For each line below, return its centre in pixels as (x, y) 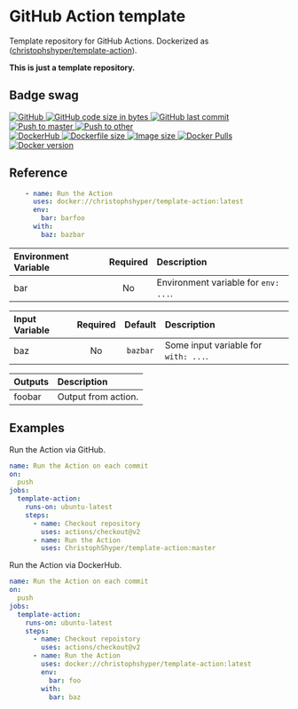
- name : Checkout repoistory (86, 639)
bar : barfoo (63, 218)
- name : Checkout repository (86, 524)
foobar (27, 397)
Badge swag (44, 95)
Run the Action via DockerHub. (66, 565)
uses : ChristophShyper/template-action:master (129, 548)
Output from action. (98, 397)
